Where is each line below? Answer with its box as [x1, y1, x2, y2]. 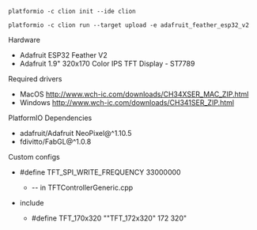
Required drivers [8, 74, 62, 83]
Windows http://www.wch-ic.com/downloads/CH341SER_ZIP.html [19, 98, 235, 107]
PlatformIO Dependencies [8, 113, 93, 123]
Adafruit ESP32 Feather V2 [19, 51, 108, 59]
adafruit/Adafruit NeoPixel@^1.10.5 [19, 129, 132, 138]
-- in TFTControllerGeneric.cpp [31, 183, 134, 192]
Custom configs [8, 153, 61, 161]
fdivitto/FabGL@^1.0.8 [19, 137, 92, 146]
